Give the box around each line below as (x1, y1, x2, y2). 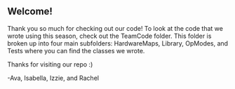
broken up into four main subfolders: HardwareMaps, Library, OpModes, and (7, 39, 229, 48)
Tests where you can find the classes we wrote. (7, 46, 145, 55)
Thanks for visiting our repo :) (7, 60, 93, 69)
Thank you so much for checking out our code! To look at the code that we (7, 24, 223, 32)
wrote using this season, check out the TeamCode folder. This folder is (7, 32, 212, 40)
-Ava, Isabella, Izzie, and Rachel (7, 74, 100, 82)
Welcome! (7, 6, 53, 18)
